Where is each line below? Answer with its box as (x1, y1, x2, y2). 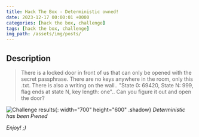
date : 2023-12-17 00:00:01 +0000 (6, 14, 90, 20)
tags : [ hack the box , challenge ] (6, 25, 90, 32)
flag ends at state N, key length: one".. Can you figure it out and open (20, 88, 191, 95)
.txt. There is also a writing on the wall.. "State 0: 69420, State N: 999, (20, 81, 194, 89)
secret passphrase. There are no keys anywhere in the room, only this (20, 75, 193, 83)
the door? (20, 94, 45, 102)
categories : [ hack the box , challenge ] (6, 20, 106, 26)
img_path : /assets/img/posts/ (6, 31, 82, 37)
